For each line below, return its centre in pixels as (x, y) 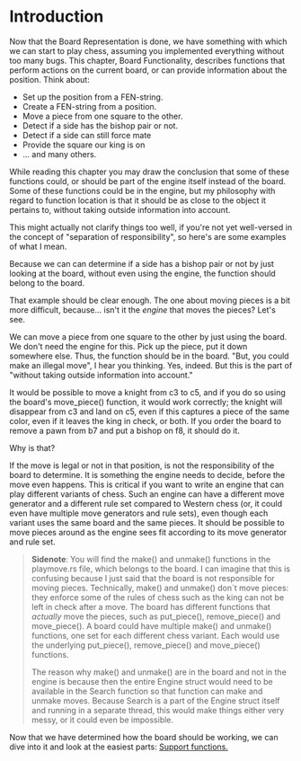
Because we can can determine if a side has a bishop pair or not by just (142, 263)
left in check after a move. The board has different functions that (151, 606)
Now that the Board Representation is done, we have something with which (148, 41)
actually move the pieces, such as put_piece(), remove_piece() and (156, 616)
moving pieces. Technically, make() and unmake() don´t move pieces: (160, 588)
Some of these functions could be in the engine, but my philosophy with (142, 190)
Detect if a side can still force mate (87, 135)
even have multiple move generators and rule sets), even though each (139, 513)
